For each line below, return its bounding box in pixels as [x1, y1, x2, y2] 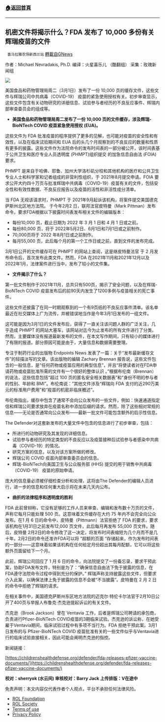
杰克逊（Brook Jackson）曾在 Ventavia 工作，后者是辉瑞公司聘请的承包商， [5, 610, 159, 616]
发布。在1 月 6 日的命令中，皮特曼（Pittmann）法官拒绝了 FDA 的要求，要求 [5, 517, 158, 523]
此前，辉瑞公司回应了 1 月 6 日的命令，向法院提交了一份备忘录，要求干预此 [5, 558, 157, 564]
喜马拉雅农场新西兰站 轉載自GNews [7, 51, 73, 57]
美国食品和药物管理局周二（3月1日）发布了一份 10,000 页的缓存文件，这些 [5, 88, 155, 93]
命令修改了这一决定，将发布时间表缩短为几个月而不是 [46, 530, 154, 536]
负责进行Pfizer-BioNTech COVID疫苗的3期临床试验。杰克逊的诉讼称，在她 [5, 616, 155, 622]
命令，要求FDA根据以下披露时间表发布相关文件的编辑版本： [5, 209, 126, 215]
